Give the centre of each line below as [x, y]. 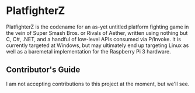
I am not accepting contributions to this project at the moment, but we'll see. [98, 84]
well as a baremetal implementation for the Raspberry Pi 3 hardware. [88, 51]
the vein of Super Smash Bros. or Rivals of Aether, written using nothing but [97, 33]
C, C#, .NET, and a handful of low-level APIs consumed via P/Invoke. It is [93, 39]
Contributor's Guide [43, 70]
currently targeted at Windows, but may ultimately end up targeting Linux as [97, 45]
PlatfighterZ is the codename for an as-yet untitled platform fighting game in [97, 27]
